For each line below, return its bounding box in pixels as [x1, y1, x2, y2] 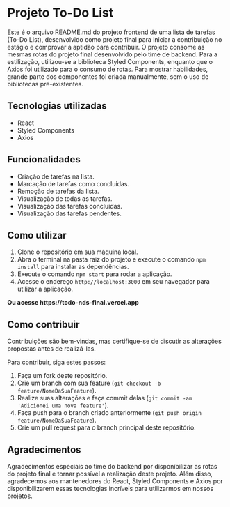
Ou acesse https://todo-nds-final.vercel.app [7, 298, 139, 307]
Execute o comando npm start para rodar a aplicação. [17, 270, 172, 278]
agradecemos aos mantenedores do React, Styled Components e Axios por [7, 477, 224, 485]
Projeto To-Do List [7, 5, 114, 21]
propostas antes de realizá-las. [7, 345, 96, 353]
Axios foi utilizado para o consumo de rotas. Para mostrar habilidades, [7, 65, 208, 73]
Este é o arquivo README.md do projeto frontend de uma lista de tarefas [7, 28, 215, 36]
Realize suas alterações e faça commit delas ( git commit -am [17, 394, 192, 402]
